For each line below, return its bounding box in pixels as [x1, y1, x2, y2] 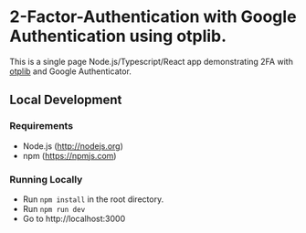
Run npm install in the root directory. [22, 194, 164, 205]
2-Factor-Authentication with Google [9, 6, 297, 27]
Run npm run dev [22, 203, 86, 214]
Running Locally [9, 173, 83, 185]
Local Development [9, 92, 122, 108]
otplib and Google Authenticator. [9, 66, 132, 77]
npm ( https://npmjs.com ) [22, 150, 117, 161]
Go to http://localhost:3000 [22, 213, 126, 224]
